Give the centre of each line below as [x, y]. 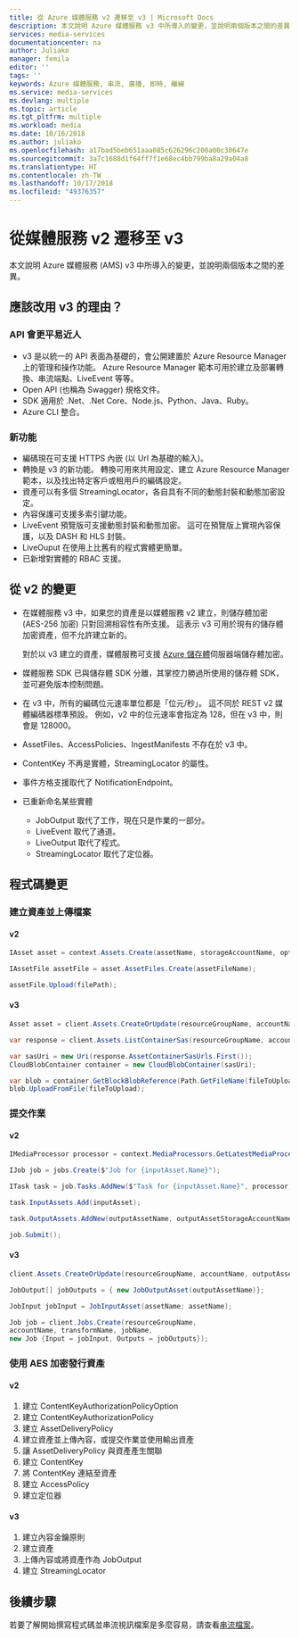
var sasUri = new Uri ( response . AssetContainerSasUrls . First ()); [131, 1056]
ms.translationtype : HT [53, 167]
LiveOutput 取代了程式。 [80, 842]
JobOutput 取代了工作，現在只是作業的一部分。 [122, 820]
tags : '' [25, 76]
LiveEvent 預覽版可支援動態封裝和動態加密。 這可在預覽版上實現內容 [147, 525]
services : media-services [57, 34]
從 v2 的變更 [43, 590]
